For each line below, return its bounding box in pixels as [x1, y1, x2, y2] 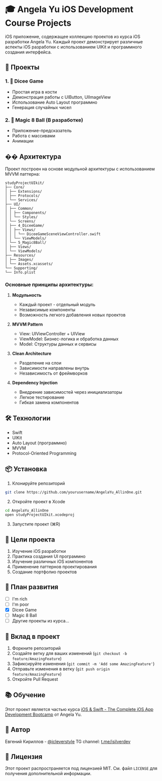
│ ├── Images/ [5, 257, 34, 262]
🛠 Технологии [5, 414, 51, 422]
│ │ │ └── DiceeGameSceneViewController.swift [5, 232, 101, 236]
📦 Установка [5, 465, 47, 473]
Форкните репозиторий [12, 645, 61, 651]
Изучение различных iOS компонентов [12, 559, 93, 564]
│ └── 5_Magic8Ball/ [5, 240, 47, 245]
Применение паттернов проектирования [12, 564, 97, 570]
